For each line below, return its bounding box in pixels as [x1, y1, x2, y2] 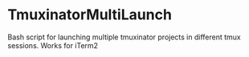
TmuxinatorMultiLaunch [7, 6, 172, 24]
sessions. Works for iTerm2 [7, 40, 98, 50]
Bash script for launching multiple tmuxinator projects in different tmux [7, 32, 242, 42]
